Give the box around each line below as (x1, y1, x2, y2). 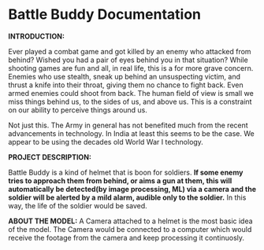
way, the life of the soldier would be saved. (8, 200, 147, 210)
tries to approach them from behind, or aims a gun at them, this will (8, 175, 232, 186)
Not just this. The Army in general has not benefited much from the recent (8, 120, 248, 130)
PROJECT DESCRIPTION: (8, 152, 92, 162)
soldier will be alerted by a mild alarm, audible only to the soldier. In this (8, 193, 247, 202)
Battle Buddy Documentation (8, 6, 202, 24)
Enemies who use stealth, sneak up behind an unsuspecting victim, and (8, 72, 241, 81)
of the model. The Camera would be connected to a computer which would (8, 224, 252, 233)
